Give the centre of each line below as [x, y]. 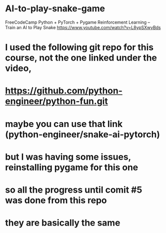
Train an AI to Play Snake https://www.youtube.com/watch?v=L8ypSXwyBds [83, 27]
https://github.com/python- [64, 91]
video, [19, 68]
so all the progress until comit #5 [74, 190]
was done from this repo [56, 200]
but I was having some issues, [68, 157]
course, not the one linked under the [81, 58]
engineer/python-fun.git [57, 101]
